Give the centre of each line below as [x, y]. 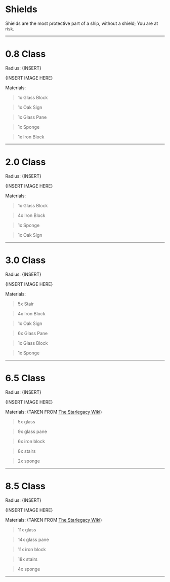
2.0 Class [26, 162]
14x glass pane [33, 539]
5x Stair [26, 304]
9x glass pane [32, 431]
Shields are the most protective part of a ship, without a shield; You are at [82, 23]
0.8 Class [26, 54]
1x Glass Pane [32, 117]
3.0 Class [26, 260]
